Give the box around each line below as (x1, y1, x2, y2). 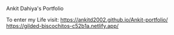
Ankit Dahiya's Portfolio (6, 5, 64, 12)
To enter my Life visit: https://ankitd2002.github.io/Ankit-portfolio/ (6, 16, 168, 23)
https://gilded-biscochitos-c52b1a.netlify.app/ (6, 23, 119, 29)
